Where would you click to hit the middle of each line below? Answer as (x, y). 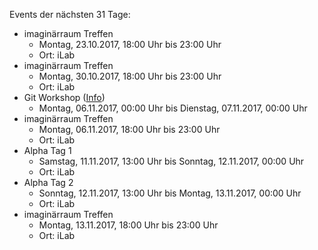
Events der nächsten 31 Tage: (70, 14)
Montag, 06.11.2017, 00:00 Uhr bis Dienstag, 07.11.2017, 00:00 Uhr (173, 108)
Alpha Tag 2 (48, 182)
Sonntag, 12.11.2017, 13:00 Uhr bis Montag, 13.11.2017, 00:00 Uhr (170, 193)
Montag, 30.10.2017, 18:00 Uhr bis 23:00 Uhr (130, 76)
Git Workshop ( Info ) (64, 97)
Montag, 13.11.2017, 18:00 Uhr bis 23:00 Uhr (128, 225)
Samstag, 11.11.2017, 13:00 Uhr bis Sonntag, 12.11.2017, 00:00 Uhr (171, 161)
